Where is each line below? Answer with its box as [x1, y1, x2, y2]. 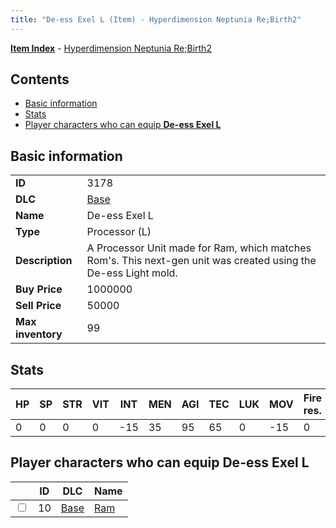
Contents [10, 71, 70, 88]
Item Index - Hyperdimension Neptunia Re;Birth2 [10, 42, 212, 54]
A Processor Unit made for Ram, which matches [86, 241, 312, 255]
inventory [15, 327, 63, 341]
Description [15, 254, 73, 268]
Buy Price [15, 282, 63, 296]
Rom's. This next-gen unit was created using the [86, 254, 317, 268]
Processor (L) [86, 225, 152, 239]
